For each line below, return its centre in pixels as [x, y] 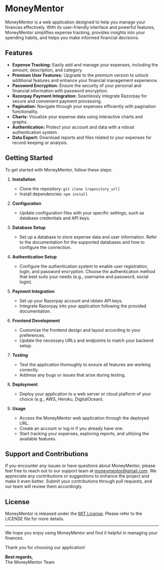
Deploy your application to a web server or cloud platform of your [85, 394]
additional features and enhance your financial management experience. [85, 80]
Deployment [25, 384]
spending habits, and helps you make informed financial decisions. [72, 38]
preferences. [32, 335]
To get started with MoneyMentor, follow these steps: [59, 169]
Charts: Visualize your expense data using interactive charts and [77, 116]
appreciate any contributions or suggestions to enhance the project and [77, 476]
